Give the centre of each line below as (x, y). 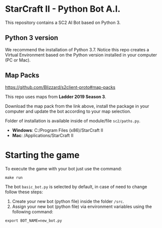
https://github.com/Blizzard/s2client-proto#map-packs (60, 87)
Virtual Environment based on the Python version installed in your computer (81, 55)
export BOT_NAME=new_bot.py (34, 221)
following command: (33, 211)
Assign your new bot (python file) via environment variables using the (82, 207)
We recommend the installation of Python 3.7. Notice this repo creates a (77, 49)
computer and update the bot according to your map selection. (68, 111)
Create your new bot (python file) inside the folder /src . (68, 201)
